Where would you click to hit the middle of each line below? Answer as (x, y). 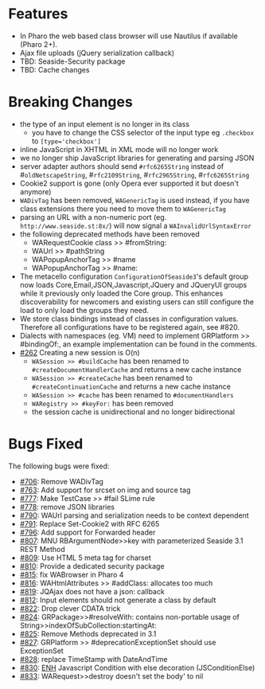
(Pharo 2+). (39, 44)
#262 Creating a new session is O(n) (80, 352)
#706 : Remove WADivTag (61, 481)
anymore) (35, 191)
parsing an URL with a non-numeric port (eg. (93, 217)
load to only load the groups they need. (84, 310)
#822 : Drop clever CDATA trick (70, 608)
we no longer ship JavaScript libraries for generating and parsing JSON (137, 158)
